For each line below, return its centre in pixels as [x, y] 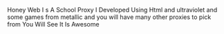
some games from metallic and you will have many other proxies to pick [109, 17]
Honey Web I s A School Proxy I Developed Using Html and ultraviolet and [112, 10]
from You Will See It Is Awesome [53, 24]
